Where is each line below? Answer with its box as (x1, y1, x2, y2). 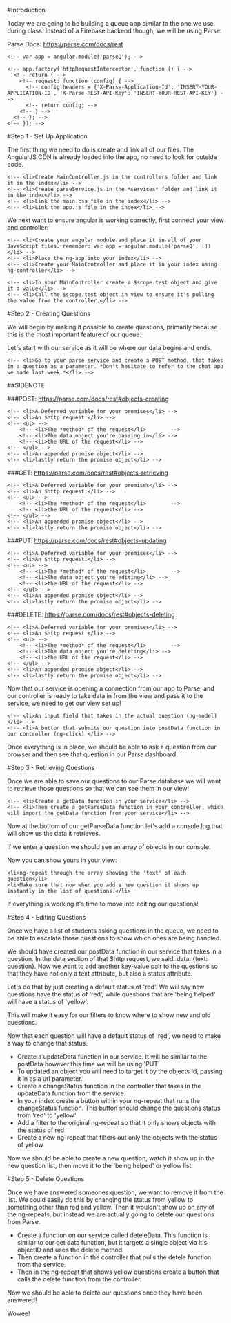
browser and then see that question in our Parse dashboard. (7, 750, 178, 758)
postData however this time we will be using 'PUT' (17, 1060, 160, 1068)
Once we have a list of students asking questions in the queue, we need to (7, 927, 219, 935)
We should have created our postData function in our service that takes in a (7, 947, 222, 956)
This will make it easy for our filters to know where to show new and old (7, 1011, 211, 1019)
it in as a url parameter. (17, 1075, 83, 1082)
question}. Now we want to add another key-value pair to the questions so (7, 962, 219, 970)
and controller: (7, 223, 49, 231)
